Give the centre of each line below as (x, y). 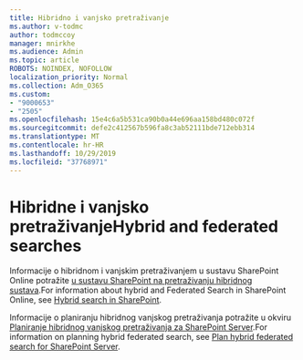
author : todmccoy (42, 35)
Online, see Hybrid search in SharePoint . (86, 300)
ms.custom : (30, 94)
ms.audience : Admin (47, 52)
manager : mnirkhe (42, 43)
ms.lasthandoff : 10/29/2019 (63, 153)
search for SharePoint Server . (65, 346)
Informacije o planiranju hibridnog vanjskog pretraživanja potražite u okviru (151, 318)
